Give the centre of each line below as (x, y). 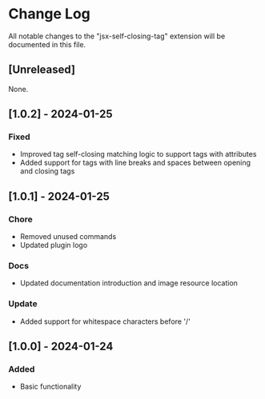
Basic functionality (50, 387)
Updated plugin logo (54, 245)
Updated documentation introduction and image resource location (129, 283)
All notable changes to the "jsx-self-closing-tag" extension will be (117, 36)
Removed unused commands (68, 237)
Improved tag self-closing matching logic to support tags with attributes (138, 154)
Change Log (49, 14)
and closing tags (47, 171)
